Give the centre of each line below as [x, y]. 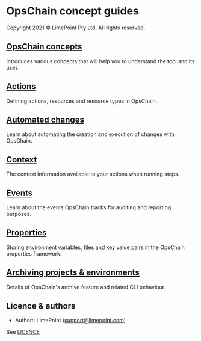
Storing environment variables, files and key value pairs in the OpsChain [96, 247]
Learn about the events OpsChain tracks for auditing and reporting [89, 207]
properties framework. [34, 253]
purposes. [19, 214]
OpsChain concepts [44, 47]
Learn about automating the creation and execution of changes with [90, 134]
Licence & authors [41, 306]
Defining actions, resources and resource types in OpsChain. [82, 101]
